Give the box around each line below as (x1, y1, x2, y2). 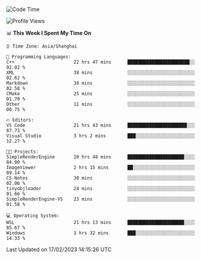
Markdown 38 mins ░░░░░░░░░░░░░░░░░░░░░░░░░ (6, 80, 196, 86)
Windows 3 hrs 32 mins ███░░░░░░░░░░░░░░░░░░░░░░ (6, 230, 196, 236)
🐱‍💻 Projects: (6, 149, 39, 155)
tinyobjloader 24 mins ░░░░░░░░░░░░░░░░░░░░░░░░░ (6, 186, 196, 192)
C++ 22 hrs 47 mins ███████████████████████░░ (6, 59, 196, 65)
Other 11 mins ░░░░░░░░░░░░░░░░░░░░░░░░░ (6, 101, 196, 107)
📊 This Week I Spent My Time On (6, 30, 91, 36)
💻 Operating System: (6, 213, 60, 219)
